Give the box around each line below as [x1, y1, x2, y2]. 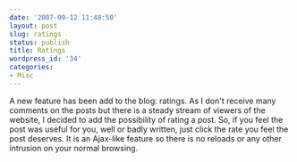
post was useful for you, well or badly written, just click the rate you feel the [9, 124, 289, 134]
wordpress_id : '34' [9, 54, 82, 63]
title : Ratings [9, 46, 66, 55]
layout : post [9, 21, 58, 30]
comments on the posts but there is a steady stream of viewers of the [9, 104, 266, 116]
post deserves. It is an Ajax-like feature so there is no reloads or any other [9, 133, 282, 143]
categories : [9, 63, 54, 72]
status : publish [9, 37, 70, 47]
